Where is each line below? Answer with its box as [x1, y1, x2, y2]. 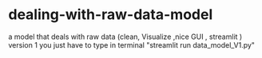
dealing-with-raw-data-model [8, 6, 213, 24]
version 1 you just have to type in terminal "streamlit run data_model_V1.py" [8, 40, 256, 49]
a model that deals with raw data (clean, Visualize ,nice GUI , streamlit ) [8, 32, 243, 41]
